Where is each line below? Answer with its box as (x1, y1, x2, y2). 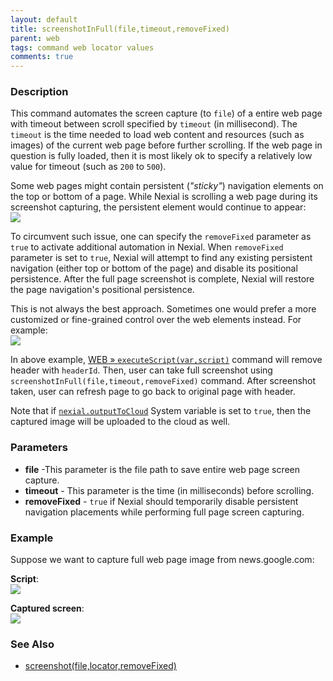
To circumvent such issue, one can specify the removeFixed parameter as (10, 231, 312, 243)
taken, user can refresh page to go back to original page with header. (10, 386, 296, 398)
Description (10, 85, 69, 99)
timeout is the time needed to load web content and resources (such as (10, 129, 305, 141)
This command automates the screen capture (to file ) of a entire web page (10, 107, 323, 120)
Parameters (10, 441, 68, 455)
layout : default (10, 14, 78, 25)
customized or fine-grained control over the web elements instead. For (10, 314, 302, 326)
